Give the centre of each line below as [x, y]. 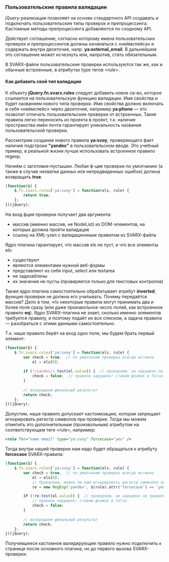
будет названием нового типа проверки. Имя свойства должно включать [84, 103]
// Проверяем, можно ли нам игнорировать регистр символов [95, 482]
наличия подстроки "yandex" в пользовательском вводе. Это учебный [82, 146]
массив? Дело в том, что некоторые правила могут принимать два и [79, 302]
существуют [26, 260]
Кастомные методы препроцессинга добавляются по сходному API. [79, 29]
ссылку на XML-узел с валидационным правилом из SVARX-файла [84, 235]
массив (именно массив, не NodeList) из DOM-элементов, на [78, 224]
